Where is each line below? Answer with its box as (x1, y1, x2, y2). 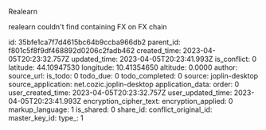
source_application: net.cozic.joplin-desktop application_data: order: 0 (8, 79, 240, 89)
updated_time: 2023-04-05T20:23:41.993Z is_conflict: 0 (71, 55, 257, 63)
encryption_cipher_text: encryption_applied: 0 (83, 97, 233, 105)
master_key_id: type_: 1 (8, 113, 84, 122)
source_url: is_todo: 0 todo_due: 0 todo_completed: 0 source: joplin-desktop (8, 71, 259, 80)
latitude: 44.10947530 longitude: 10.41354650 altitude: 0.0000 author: (8, 63, 238, 72)
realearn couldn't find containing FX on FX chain (8, 22, 167, 31)
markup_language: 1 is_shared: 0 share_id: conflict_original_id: (8, 105, 213, 114)
